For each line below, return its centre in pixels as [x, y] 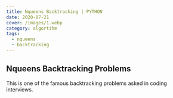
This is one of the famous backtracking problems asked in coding [86, 83]
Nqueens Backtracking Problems [69, 69]
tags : [13, 34]
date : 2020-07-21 [28, 17]
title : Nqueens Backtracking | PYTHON [54, 12]
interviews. [20, 89]
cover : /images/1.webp [34, 23]
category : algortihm [32, 28]
